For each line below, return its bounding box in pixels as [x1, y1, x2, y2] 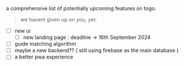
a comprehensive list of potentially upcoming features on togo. [6, 5, 157, 12]
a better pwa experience [14, 53, 73, 60]
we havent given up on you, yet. [20, 16, 97, 23]
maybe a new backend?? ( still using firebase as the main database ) [14, 47, 179, 54]
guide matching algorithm [14, 41, 76, 47]
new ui [14, 27, 31, 34]
